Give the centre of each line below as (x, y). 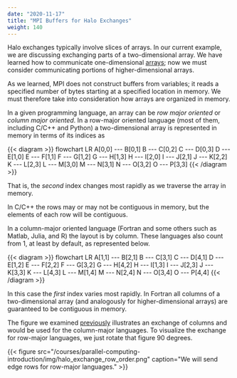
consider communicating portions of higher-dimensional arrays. (101, 70)
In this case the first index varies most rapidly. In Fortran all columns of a (114, 294)
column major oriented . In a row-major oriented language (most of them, (114, 120)
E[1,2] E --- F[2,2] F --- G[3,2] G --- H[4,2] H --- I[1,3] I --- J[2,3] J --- (110, 265)
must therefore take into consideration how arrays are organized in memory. (119, 99)
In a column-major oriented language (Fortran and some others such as (112, 229)
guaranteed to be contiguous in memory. (67, 309)
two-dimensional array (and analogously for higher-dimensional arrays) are (117, 301)
